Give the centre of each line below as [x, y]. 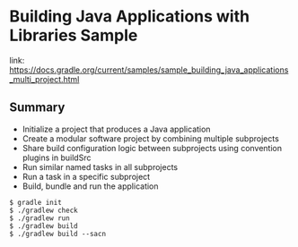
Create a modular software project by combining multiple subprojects [151, 138]
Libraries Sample [74, 35]
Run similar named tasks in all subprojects [100, 166]
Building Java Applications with [129, 17]
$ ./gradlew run [39, 218]
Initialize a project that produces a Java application [116, 129]
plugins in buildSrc [57, 158]
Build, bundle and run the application [90, 186]
